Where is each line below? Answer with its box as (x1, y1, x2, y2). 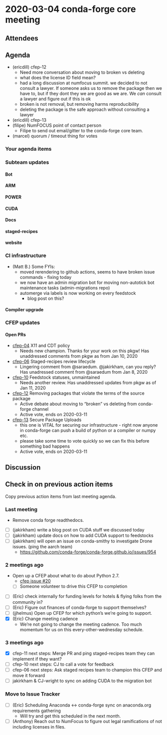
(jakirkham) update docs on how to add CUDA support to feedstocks (12, 532, 154, 538)
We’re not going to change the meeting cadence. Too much (19, 621, 142, 627)
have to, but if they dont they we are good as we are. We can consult (19, 91, 162, 97)
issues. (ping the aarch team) (12, 544, 73, 550)
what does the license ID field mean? (19, 75, 96, 81)
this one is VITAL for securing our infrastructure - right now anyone (19, 422, 158, 428)
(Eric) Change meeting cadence (12, 615, 78, 622)
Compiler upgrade (5, 307, 44, 313)
